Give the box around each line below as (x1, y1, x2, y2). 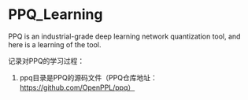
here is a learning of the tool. (8, 39, 102, 49)
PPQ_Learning (8, 6, 103, 24)
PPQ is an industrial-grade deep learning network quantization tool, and (8, 31, 241, 41)
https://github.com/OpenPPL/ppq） (19, 83, 135, 92)
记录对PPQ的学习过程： (8, 56, 85, 65)
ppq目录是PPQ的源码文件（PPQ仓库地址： (19, 72, 157, 82)
